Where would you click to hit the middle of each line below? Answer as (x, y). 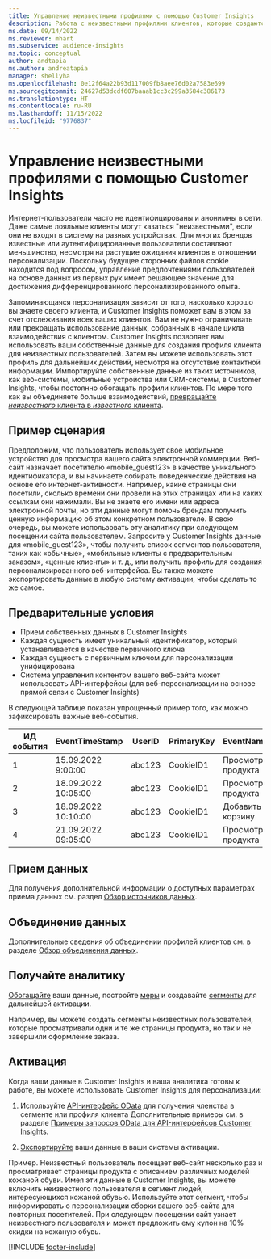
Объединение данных (67, 922)
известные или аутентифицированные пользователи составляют (120, 243)
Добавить (242, 806)
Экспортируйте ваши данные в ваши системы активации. (119, 1147)
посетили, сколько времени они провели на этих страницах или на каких (135, 493)
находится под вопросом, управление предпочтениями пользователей (132, 269)
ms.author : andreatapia (48, 69)
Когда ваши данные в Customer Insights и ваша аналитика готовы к (124, 1081)
